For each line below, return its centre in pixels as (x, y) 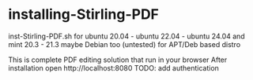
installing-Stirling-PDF (84, 15)
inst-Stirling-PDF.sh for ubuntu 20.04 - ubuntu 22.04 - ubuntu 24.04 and (126, 36)
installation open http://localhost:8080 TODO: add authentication (114, 67)
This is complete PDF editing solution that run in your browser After (118, 60)
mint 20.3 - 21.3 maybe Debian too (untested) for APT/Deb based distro (125, 44)
